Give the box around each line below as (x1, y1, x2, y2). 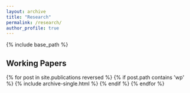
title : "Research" (6, 14, 51, 20)
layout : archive (6, 8, 46, 15)
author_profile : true (6, 25, 60, 31)
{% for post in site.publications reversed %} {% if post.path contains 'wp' (6, 74, 185, 81)
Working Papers (6, 58, 67, 68)
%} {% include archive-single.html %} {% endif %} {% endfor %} (6, 80, 165, 87)
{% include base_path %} (6, 41, 68, 48)
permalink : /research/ (6, 19, 62, 25)
